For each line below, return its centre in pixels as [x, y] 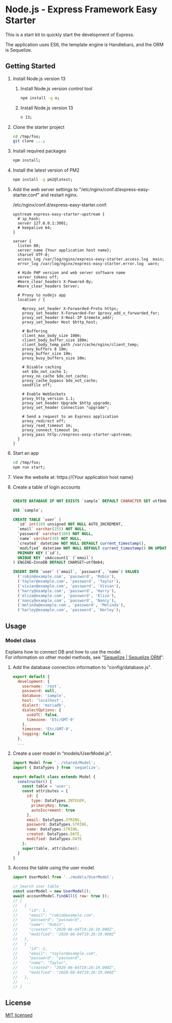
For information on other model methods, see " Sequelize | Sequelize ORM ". [85, 657]
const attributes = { [45, 791]
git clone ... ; [29, 141]
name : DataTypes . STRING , [53, 829]
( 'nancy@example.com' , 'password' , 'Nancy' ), [67, 600]
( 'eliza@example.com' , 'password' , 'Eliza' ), [67, 596]
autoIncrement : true [53, 810]
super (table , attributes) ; [51, 848]
